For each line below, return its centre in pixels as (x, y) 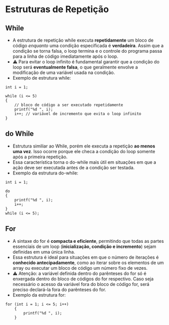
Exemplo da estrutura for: (39, 295)
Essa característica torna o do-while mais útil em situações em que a (84, 162)
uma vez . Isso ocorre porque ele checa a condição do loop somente (84, 151)
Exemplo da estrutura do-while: (45, 173)
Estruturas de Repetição (57, 9)
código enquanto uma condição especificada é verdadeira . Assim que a (88, 46)
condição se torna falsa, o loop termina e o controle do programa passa (87, 51)
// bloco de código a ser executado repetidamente (69, 105)
